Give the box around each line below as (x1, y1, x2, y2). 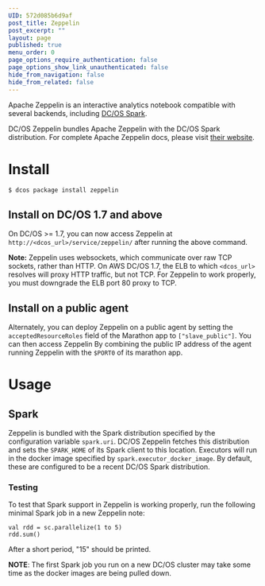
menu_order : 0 (8, 49, 56, 56)
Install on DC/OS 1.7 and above (8, 208, 163, 221)
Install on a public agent (8, 301, 129, 315)
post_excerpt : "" (8, 26, 66, 34)
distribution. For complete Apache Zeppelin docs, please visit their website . (8, 132, 255, 142)
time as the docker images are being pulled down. (8, 569, 172, 578)
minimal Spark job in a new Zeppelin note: (8, 508, 145, 518)
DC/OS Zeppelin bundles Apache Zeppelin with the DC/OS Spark (8, 124, 221, 134)
